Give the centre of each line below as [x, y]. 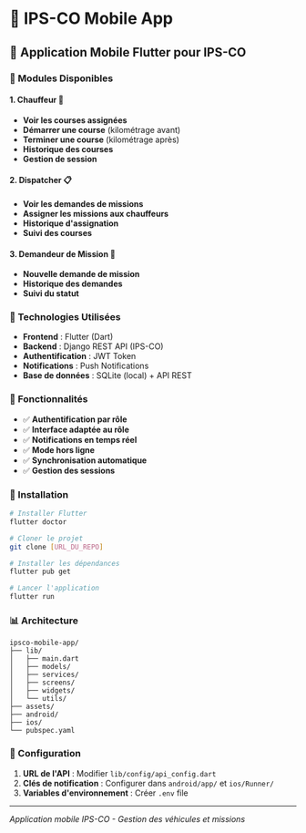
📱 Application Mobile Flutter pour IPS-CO [128, 52]
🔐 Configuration [46, 754]
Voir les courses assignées [75, 120]
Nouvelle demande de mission [81, 274]
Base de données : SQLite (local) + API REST [107, 375]
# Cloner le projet [46, 538]
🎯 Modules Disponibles [61, 78]
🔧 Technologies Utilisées [65, 317]
